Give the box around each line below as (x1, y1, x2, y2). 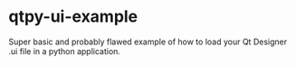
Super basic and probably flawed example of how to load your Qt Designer (8, 36, 287, 47)
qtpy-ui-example (8, 6, 138, 27)
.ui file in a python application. (8, 45, 121, 56)
